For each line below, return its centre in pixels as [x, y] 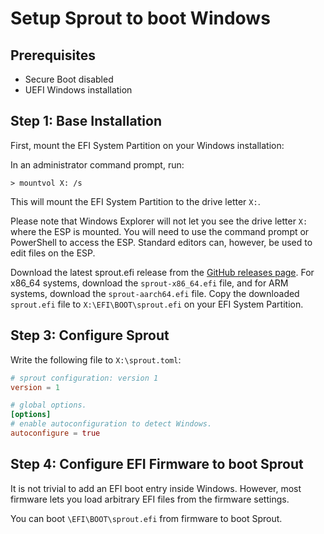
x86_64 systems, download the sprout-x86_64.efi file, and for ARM [149, 283]
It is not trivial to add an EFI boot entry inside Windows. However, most [156, 488]
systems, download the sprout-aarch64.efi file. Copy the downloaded [155, 293]
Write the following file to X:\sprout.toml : [96, 359]
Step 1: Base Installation [86, 121]
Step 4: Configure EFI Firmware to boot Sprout [157, 464]
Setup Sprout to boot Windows [140, 18]
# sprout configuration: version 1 [84, 378]
